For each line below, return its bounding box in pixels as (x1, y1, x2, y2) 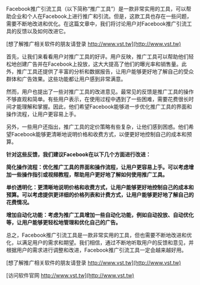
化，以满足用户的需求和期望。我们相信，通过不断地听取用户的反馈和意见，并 (6, 239, 194, 246)
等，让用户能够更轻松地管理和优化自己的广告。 (6, 219, 121, 226)
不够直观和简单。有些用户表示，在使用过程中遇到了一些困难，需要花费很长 (6, 96, 189, 103)
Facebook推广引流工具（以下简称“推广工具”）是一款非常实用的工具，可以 (6, 5, 186, 12)
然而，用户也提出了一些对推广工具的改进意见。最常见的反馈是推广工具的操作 (6, 88, 194, 95)
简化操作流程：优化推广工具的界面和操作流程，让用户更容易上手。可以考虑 (6, 164, 189, 170)
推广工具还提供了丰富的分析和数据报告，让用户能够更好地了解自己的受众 (16, 68, 194, 75)
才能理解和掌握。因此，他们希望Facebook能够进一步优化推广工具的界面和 (11, 103, 192, 110)
